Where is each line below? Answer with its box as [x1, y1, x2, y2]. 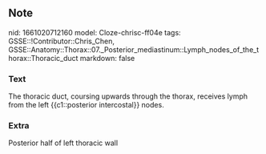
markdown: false [79, 53, 135, 63]
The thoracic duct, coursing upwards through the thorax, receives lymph [8, 91, 248, 101]
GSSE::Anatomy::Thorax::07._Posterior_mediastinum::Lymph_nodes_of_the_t [8, 44, 260, 55]
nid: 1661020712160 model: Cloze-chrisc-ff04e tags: [8, 27, 182, 37]
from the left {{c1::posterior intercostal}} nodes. [8, 100, 164, 110]
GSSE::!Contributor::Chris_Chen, [8, 36, 115, 46]
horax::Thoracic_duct [8, 53, 79, 63]
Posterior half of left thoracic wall [8, 138, 119, 148]
